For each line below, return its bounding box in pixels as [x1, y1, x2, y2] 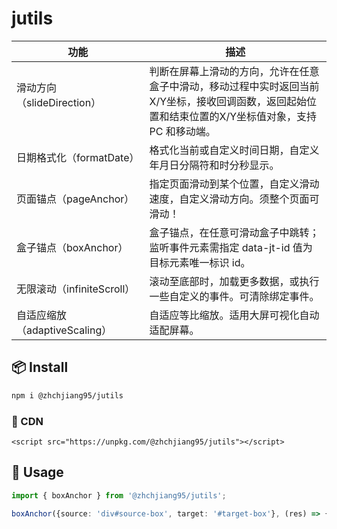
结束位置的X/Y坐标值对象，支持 [169, 109, 318, 123]
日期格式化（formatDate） [16, 150, 140, 164]
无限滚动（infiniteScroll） [16, 282, 136, 296]
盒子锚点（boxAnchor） [16, 240, 129, 254]
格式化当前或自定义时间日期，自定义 [149, 143, 320, 157]
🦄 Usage [11, 464, 64, 481]
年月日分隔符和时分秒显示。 [149, 158, 280, 172]
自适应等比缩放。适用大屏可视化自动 [149, 308, 320, 322]
